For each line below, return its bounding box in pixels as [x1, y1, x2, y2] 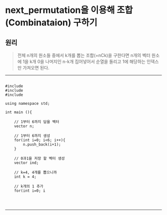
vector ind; [14, 160, 39, 165]
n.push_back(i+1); [23, 142, 61, 147]
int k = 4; [14, 174, 37, 179]
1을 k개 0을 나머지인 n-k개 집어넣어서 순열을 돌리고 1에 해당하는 [22, 59, 146, 65]
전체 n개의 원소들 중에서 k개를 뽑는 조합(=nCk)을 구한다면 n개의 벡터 [17, 53, 151, 58]
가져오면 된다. [22, 65, 50, 71]
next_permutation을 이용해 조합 [5, 4, 133, 16]
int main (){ [5, 110, 32, 115]
